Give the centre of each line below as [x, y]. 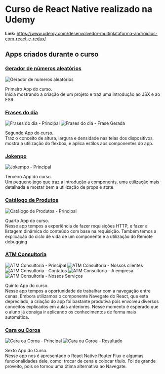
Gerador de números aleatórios [43, 69]
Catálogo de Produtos [32, 200]
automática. [17, 317]
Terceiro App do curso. [29, 177]
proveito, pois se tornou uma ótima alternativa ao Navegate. [66, 367]
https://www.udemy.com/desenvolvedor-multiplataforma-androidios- [87, 33]
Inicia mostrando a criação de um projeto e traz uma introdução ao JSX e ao [83, 94]
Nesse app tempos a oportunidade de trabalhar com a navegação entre [78, 291]
